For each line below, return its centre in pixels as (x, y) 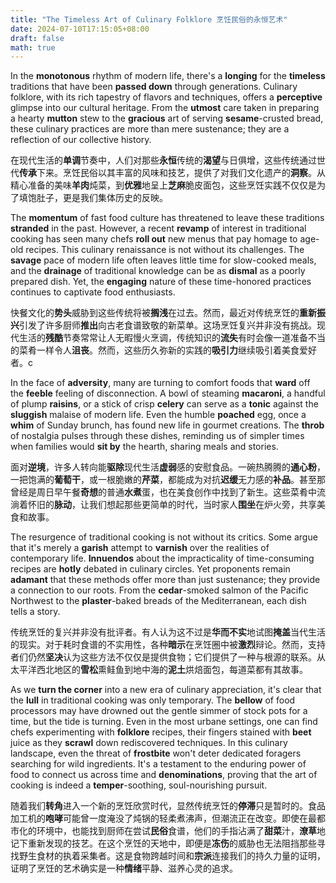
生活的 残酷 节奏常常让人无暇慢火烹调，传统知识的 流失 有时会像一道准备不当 (172, 338)
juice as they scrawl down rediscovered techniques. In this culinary (149, 743)
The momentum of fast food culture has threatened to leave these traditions (167, 218)
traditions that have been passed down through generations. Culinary (154, 87)
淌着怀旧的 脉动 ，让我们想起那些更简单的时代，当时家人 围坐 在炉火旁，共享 (163, 505)
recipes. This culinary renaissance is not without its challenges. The (165, 250)
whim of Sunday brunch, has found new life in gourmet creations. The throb (167, 425)
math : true (33, 47)
